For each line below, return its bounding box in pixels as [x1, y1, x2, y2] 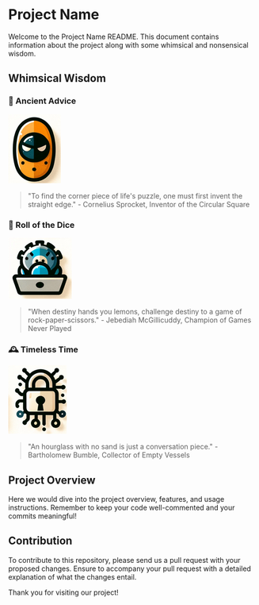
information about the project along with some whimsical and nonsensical [8, 40, 249, 49]
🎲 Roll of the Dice [8, 219, 75, 230]
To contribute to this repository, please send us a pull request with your [8, 555, 241, 565]
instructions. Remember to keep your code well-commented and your [8, 503, 235, 513]
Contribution [8, 534, 73, 548]
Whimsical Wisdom [8, 71, 107, 85]
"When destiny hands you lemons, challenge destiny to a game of [27, 306, 243, 316]
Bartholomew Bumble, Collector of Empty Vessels [27, 450, 190, 460]
